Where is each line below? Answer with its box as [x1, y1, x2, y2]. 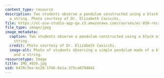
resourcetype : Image [5, 57, 47, 62]
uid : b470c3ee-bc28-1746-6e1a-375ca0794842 [5, 66, 95, 71]
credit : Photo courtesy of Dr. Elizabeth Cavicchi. [9, 43, 117, 48]
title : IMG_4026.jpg [5, 61, 47, 66]
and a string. [14, 52, 42, 57]
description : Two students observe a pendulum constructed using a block [5, 12, 159, 16]
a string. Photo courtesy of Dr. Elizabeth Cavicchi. [9, 16, 121, 21]
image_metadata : [5, 30, 38, 34]
